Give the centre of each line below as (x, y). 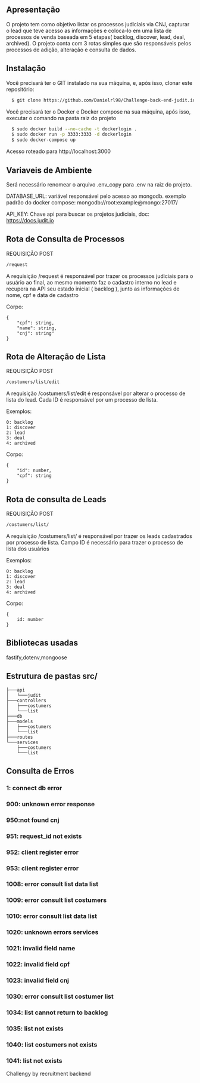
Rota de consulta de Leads (56, 499)
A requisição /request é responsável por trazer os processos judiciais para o (100, 276)
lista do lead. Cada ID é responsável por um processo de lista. (82, 400)
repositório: (20, 89)
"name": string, (37, 328)
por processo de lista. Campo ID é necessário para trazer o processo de (95, 542)
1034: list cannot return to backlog (57, 1012)
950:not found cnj (33, 820)
